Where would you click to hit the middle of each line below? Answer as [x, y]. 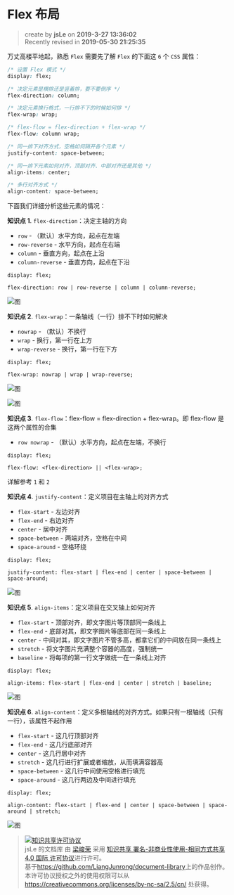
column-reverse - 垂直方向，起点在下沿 [73, 262]
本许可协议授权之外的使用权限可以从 [77, 875]
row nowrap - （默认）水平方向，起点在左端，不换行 [92, 442]
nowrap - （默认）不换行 [52, 332]
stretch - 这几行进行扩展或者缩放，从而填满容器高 [90, 762]
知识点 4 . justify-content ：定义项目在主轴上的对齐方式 [88, 497]
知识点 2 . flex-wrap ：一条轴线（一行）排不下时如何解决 [87, 316]
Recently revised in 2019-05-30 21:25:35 [85, 41]
